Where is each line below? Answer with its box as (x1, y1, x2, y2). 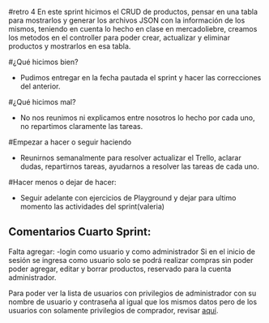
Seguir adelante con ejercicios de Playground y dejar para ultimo (19, 193, 237, 202)
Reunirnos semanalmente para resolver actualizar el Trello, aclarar (19, 153, 241, 162)
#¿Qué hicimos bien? (8, 57, 79, 67)
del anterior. (19, 81, 61, 91)
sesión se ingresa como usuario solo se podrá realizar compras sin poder (8, 255, 254, 265)
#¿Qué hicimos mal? (8, 97, 76, 106)
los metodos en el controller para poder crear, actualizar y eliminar (8, 32, 231, 42)
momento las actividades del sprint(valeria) (19, 202, 164, 211)
